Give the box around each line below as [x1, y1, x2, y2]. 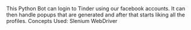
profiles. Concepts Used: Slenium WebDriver [6, 18, 118, 24]
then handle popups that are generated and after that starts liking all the [6, 11, 186, 18]
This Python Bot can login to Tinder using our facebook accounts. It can [6, 5, 186, 12]
